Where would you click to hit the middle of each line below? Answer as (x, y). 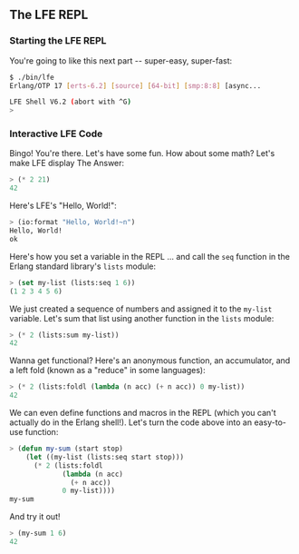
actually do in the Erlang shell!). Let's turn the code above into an (130, 422)
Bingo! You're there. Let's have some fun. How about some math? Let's (142, 153)
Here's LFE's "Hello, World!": (63, 206)
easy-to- (270, 422)
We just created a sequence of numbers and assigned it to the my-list (141, 309)
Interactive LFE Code (56, 134)
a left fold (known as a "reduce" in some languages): (107, 371)
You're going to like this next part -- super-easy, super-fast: (121, 60)
